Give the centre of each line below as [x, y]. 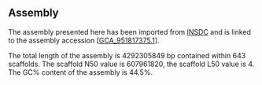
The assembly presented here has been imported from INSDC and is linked [130, 31]
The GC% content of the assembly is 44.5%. [81, 72]
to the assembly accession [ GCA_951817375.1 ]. [84, 40]
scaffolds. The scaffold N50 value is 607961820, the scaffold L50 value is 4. [131, 64]
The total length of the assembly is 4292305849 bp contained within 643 [127, 55]
